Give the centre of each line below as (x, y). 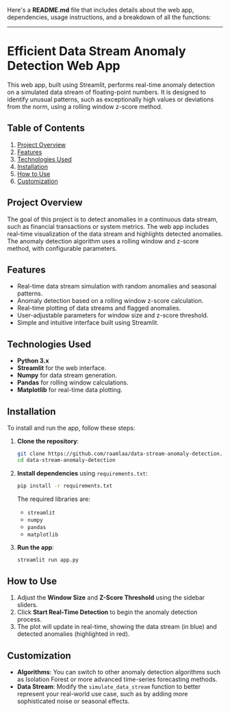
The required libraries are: (54, 499)
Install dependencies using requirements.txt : (82, 473)
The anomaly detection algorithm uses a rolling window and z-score (103, 241)
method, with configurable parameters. (62, 248)
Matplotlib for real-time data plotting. (70, 390)
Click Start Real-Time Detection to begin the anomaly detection (107, 612)
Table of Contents (46, 128)
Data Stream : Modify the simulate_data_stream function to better (109, 687)
